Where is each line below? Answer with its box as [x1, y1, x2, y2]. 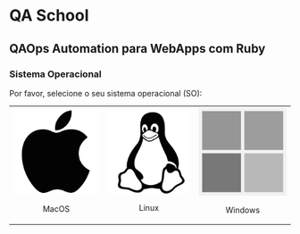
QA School [9, 5, 89, 26]
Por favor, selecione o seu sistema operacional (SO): [9, 88, 203, 98]
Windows [225, 205, 261, 215]
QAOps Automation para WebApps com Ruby [9, 41, 266, 56]
